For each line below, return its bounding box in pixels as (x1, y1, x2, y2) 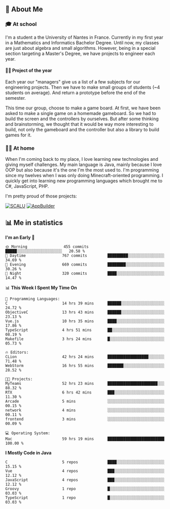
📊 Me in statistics (5, 218, 63, 227)
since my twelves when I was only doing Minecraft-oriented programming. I (5, 173, 163, 179)
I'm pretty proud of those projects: (5, 193, 77, 199)
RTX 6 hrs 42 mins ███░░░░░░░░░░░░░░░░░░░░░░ (5, 390, 165, 395)
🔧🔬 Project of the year (5, 67, 52, 74)
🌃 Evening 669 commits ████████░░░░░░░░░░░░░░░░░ (5, 262, 165, 267)
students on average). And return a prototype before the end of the (5, 90, 146, 96)
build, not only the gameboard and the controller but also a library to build (5, 126, 159, 132)
